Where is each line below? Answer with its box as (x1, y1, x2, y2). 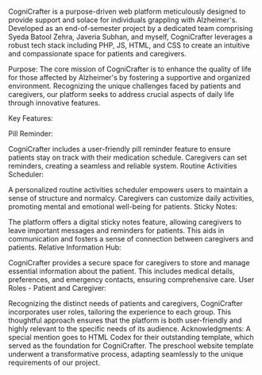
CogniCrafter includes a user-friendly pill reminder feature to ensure (8, 145, 231, 153)
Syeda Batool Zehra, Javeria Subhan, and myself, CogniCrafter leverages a (8, 32, 252, 41)
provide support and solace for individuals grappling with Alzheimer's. (8, 15, 238, 25)
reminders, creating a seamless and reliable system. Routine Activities (8, 161, 237, 170)
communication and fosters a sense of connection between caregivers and (8, 234, 254, 243)
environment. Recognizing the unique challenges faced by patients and (8, 81, 241, 91)
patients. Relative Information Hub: (8, 242, 121, 252)
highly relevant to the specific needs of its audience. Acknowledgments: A (8, 324, 252, 333)
